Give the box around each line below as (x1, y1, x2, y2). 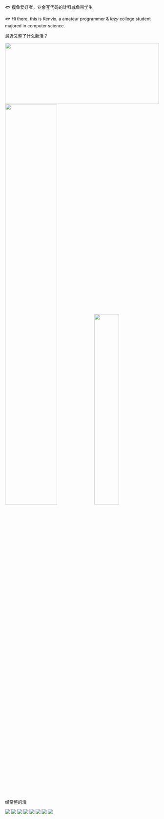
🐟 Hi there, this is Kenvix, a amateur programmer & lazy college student (5, 16, 151, 21)
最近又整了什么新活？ (5, 33, 48, 39)
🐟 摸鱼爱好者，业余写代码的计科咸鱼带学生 (5, 4, 93, 10)
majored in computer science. (5, 23, 65, 28)
